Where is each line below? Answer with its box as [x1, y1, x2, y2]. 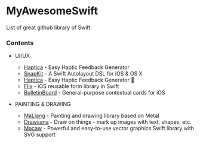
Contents [6, 39, 34, 47]
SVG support [23, 131, 56, 138]
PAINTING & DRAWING [14, 101, 71, 108]
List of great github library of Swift [6, 24, 91, 31]
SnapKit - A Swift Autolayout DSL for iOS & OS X [23, 70, 143, 77]
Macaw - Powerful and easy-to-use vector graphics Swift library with [23, 125, 195, 132]
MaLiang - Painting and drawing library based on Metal [23, 112, 159, 120]
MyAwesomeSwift [6, 4, 99, 18]
